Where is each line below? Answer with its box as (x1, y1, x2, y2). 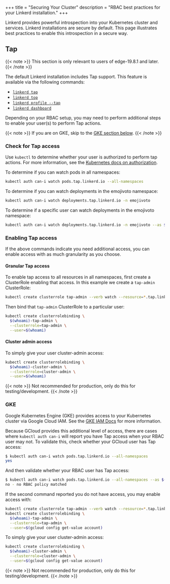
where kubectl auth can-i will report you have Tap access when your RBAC (5, 433, 164, 439)
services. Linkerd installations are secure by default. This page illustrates (5, 25, 157, 31)
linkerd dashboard (12, 106, 52, 111)
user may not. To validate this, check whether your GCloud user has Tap (5, 438, 156, 445)
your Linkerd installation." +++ (5, 10, 68, 16)
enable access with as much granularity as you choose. (5, 251, 121, 257)
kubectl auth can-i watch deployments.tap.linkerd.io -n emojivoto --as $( (5, 222, 168, 227)
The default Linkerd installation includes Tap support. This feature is (5, 73, 147, 80)
